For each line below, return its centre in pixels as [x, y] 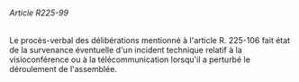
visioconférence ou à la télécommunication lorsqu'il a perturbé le [130, 59]
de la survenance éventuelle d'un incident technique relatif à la [126, 50]
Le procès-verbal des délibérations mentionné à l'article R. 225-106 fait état [150, 41]
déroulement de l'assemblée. [63, 69]
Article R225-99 [39, 13]
